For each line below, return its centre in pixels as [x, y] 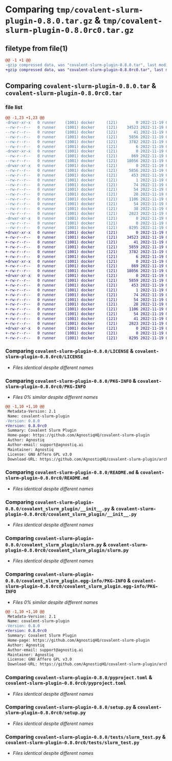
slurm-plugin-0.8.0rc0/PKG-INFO [46, 386]
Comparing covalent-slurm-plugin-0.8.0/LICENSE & [70, 351]
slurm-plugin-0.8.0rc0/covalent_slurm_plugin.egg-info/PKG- [82, 587]
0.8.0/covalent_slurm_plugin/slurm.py [54, 545]
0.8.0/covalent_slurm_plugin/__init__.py [58, 509]
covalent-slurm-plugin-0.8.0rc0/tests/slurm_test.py [72, 742]
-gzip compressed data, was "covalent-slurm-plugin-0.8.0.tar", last [81, 65]
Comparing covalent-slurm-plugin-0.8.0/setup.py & [71, 707]
